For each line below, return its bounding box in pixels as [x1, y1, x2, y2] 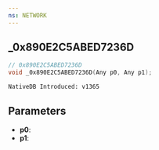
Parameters [8, 104, 67, 118]
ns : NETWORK [8, 11, 47, 20]
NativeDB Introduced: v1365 [8, 83, 100, 91]
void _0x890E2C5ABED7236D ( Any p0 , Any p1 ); [8, 68, 153, 77]
